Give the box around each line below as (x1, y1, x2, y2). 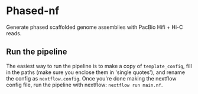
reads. (6, 29, 22, 36)
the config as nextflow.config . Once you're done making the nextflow (6, 75, 177, 82)
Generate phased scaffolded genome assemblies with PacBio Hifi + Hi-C (6, 23, 183, 31)
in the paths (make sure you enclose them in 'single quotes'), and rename (6, 69, 185, 76)
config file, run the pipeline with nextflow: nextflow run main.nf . (6, 81, 163, 88)
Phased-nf (6, 4, 60, 18)
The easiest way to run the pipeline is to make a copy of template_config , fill (6, 62, 192, 69)
